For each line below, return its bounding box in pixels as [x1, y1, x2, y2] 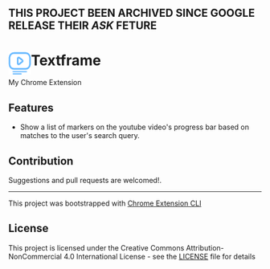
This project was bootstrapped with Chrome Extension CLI [8, 198, 202, 208]
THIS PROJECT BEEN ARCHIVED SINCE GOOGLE [8, 6, 256, 20]
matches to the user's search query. [19, 131, 141, 141]
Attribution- [186, 243, 225, 252]
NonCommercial [8, 251, 63, 261]
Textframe [31, 51, 102, 69]
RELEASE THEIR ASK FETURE [8, 19, 157, 33]
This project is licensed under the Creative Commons [8, 243, 185, 252]
